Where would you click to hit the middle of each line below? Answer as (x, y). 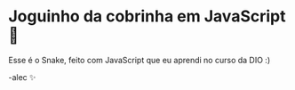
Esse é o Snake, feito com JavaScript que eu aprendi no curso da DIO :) (140, 60)
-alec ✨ (22, 77)
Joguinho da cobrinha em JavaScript (147, 16)
